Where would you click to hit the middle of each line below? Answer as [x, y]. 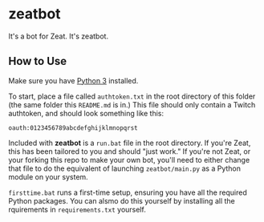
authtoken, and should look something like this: [86, 113]
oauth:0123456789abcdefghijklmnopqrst [73, 128]
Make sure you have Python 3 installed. [73, 80]
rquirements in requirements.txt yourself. [77, 209]
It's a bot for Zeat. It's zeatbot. [59, 36]
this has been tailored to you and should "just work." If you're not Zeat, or [130, 151]
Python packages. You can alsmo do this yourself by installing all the [122, 200]
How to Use [38, 61]
